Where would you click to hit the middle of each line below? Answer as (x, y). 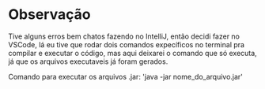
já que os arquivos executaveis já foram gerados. (88, 61)
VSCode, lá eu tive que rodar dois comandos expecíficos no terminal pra (127, 44)
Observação (49, 15)
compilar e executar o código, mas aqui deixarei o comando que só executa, (132, 53)
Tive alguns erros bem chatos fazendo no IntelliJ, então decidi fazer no (124, 36)
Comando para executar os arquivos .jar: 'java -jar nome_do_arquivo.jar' (126, 76)
